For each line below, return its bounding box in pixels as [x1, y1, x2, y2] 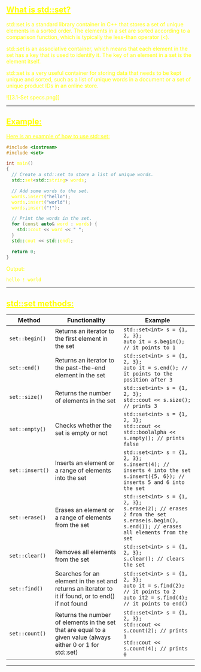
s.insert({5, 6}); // [123, 473, 185, 480]
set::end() [9, 365, 40, 371]
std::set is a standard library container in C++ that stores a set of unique [6, 20, 184, 28]
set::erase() [9, 514, 47, 521]
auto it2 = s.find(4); [123, 594, 188, 601]
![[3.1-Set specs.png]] [6, 93, 60, 101]
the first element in [54, 335, 108, 343]
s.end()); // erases [123, 523, 182, 530]
